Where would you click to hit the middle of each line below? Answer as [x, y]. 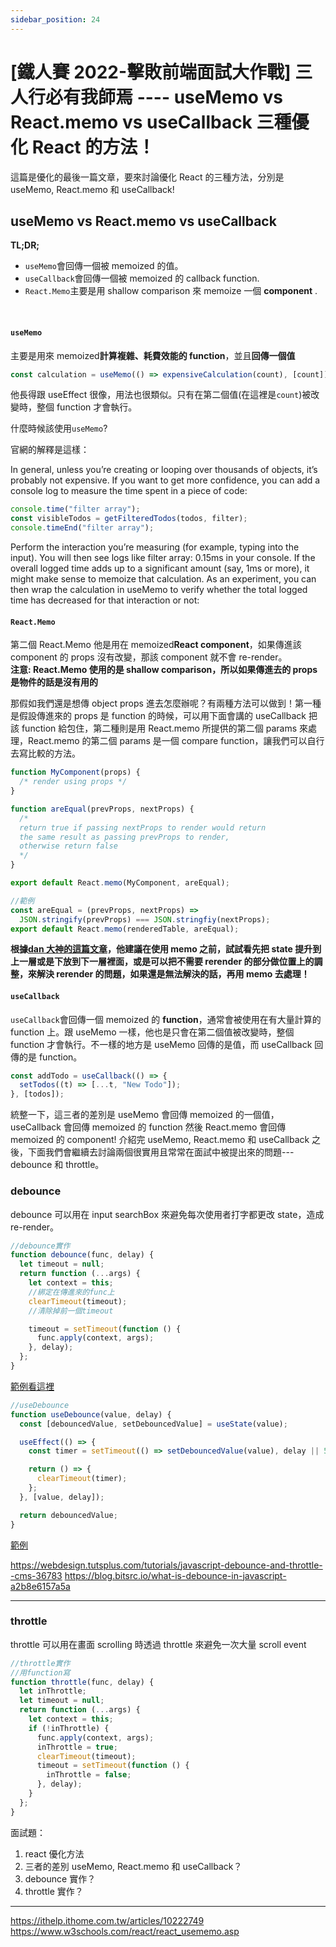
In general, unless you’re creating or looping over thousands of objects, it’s [164, 470]
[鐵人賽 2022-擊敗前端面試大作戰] [151, 72]
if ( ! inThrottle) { [69, 1728]
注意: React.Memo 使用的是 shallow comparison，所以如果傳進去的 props [164, 670]
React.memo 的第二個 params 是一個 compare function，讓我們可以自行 [176, 741]
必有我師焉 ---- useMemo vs [164, 97]
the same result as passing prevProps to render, [124, 837]
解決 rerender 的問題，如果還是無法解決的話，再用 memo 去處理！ [173, 974]
